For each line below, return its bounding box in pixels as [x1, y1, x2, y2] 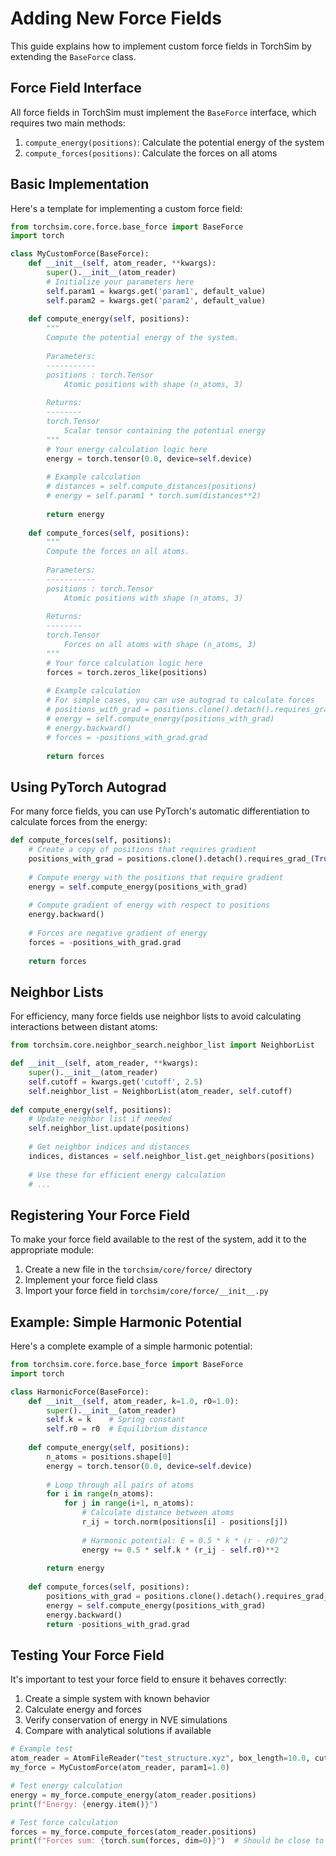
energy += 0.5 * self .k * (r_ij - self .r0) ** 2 [81, 1545, 280, 1555]
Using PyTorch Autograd [10, 778, 167, 796]
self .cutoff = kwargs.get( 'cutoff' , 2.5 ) [28, 1077, 203, 1087]
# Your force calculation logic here [46, 658, 203, 668]
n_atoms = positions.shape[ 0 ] [46, 1452, 172, 1462]
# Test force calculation [10, 1817, 118, 1827]
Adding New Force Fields [10, 7, 222, 30]
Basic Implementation [10, 176, 150, 193]
